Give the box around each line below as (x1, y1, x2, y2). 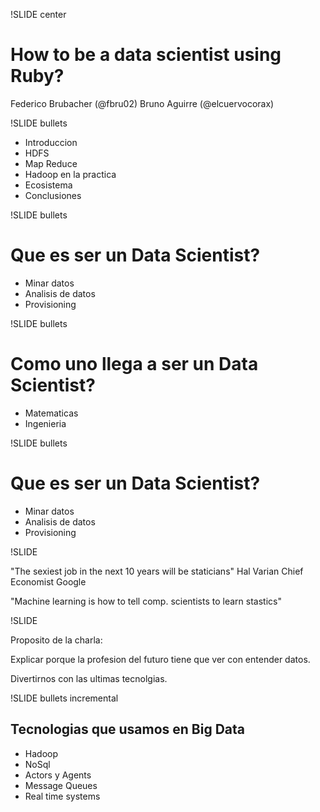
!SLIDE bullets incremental (10, 692, 119, 704)
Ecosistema (24, 179, 73, 191)
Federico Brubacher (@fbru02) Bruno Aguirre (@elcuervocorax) (10, 97, 275, 109)
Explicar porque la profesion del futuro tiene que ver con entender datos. (10, 653, 311, 665)
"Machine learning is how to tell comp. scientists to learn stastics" (10, 595, 282, 607)
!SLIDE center (10, 9, 67, 20)
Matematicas (24, 407, 79, 419)
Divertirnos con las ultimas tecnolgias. (10, 672, 168, 684)
